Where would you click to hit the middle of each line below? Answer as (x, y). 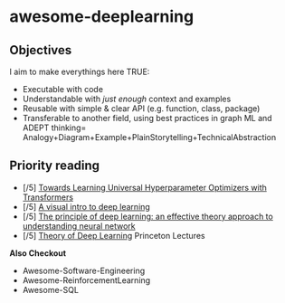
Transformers (48, 197)
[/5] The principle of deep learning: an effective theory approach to (147, 216)
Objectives (41, 50)
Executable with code (63, 89)
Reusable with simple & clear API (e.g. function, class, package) (141, 109)
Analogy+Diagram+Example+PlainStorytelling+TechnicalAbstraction (149, 137)
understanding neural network (79, 226)
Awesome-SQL (51, 289)
